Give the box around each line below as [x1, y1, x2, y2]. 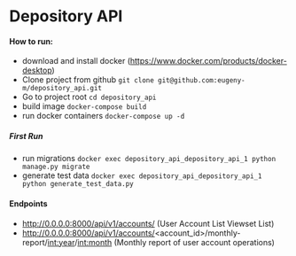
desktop [21, 65, 52, 76]
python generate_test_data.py [21, 180, 135, 189]
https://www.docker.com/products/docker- [129, 56, 288, 66]
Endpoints [9, 198, 48, 209]
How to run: [9, 35, 53, 46]
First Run [9, 130, 43, 141]
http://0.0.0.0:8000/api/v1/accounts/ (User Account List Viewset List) [21, 218, 275, 229]
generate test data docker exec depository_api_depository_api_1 [21, 170, 262, 181]
